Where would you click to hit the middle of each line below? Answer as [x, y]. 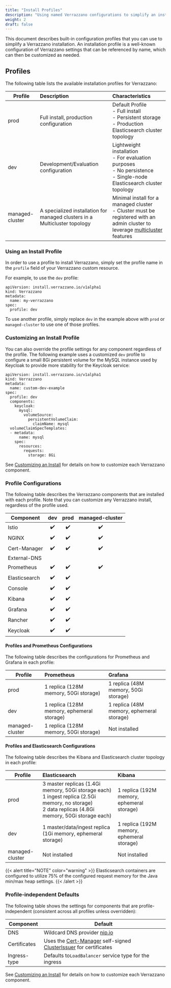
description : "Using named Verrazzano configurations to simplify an [81, 15]
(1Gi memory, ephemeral [73, 834]
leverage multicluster [137, 230]
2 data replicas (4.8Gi [68, 809]
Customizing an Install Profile [42, 338]
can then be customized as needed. [43, 55]
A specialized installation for [74, 211]
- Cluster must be [134, 211]
